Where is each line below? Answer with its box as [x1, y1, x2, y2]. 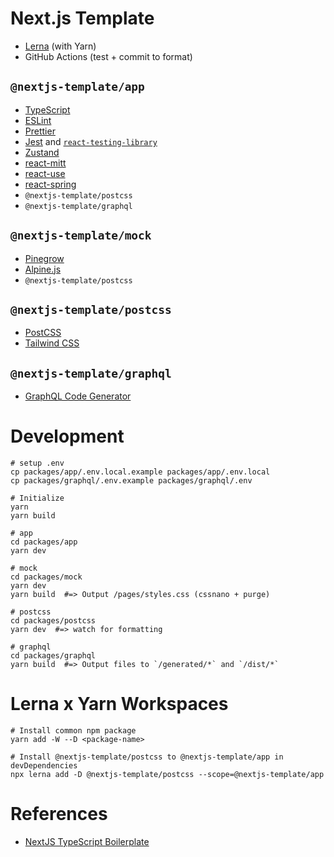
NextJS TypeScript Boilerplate [24, 836, 150, 847]
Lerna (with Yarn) [24, 40, 97, 52]
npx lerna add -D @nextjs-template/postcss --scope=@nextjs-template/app [10, 770, 325, 780]
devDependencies [10, 761, 78, 771]
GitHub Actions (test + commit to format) [24, 50, 193, 62]
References [10, 803, 108, 826]
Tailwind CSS [24, 337, 80, 349]
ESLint [24, 114, 52, 126]
